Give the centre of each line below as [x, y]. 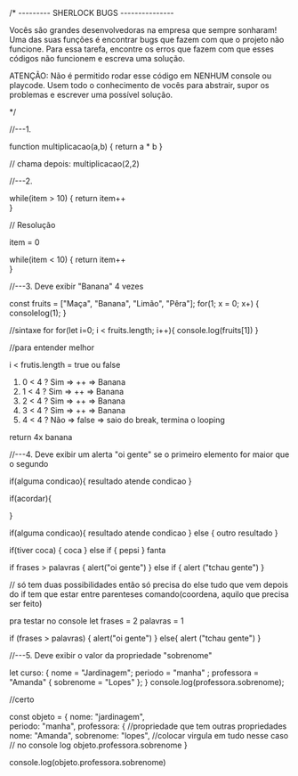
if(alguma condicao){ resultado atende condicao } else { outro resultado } [144, 533]
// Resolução [32, 225]
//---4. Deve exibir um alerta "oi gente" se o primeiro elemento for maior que [149, 454]
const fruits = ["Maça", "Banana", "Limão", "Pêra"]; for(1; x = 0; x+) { [134, 303]
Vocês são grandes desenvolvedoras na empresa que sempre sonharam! [143, 30]
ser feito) [26, 604]
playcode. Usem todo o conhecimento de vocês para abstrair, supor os [139, 85]
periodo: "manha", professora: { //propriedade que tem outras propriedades [148, 726]
